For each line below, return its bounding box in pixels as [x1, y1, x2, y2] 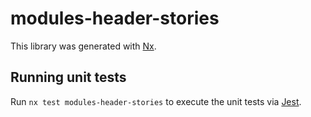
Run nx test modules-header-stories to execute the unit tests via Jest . [10, 95, 302, 107]
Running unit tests [10, 69, 127, 86]
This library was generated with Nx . [10, 40, 157, 52]
